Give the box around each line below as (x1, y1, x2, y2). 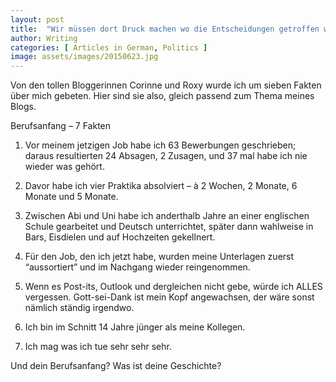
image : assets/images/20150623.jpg (10, 52, 159, 62)
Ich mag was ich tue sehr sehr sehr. (24, 341, 172, 353)
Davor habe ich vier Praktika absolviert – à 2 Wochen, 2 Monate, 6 (24, 180, 298, 192)
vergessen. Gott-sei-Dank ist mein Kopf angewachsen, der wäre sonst (24, 291, 315, 303)
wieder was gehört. (24, 161, 105, 173)
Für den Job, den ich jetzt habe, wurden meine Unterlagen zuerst (24, 251, 295, 263)
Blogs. (10, 101, 37, 113)
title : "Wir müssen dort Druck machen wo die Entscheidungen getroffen (10, 24, 320, 34)
